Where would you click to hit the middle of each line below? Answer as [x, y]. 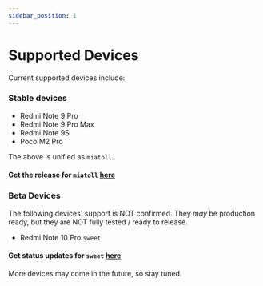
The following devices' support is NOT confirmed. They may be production [132, 213]
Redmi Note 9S [45, 132]
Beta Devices [35, 195]
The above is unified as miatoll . [61, 156]
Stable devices [38, 99]
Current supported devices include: [67, 78]
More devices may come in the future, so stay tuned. [95, 273]
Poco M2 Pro [41, 141]
